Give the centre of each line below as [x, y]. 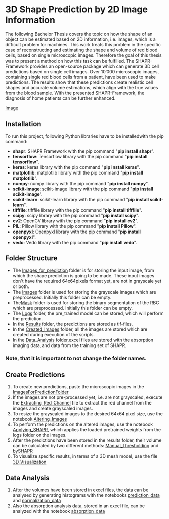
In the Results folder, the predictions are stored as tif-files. [73, 324]
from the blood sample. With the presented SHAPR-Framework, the [75, 93]
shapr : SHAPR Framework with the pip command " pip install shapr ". [83, 151]
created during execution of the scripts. [53, 334]
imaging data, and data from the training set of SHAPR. [69, 345]
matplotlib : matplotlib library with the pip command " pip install [78, 172]
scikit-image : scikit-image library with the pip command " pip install [83, 189]
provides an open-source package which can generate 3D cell [94, 66]
